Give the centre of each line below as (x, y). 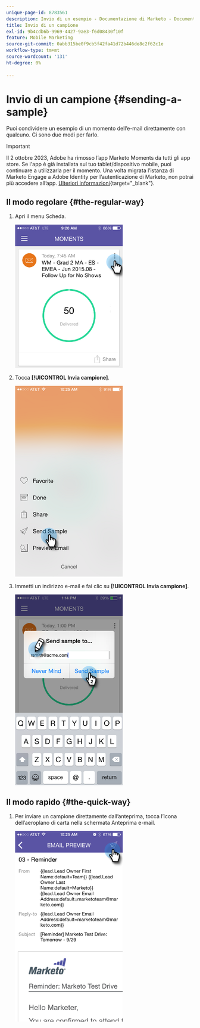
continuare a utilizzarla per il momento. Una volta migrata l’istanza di (90, 170)
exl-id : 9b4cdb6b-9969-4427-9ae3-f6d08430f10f (65, 32)
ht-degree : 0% (24, 63)
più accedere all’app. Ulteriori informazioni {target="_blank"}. (80, 183)
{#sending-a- (148, 99)
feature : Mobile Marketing (40, 38)
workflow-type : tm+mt (33, 51)
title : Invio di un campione (42, 25)
